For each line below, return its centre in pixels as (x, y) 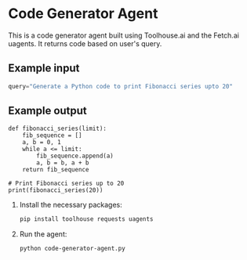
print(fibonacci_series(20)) (56, 190)
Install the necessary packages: (71, 205)
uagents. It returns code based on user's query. (85, 43)
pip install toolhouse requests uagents (86, 219)
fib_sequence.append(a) (75, 156)
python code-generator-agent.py (72, 249)
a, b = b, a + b (63, 163)
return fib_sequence (56, 170)
